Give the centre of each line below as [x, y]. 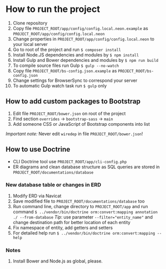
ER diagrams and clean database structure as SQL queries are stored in [86, 167]
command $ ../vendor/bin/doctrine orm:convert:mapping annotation [85, 212]
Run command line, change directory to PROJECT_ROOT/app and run [81, 206]
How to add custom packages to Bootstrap [73, 102]
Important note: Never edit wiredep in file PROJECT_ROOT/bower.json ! [74, 134]
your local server [30, 44]
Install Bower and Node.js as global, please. [58, 261]
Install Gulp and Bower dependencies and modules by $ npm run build [85, 60]
